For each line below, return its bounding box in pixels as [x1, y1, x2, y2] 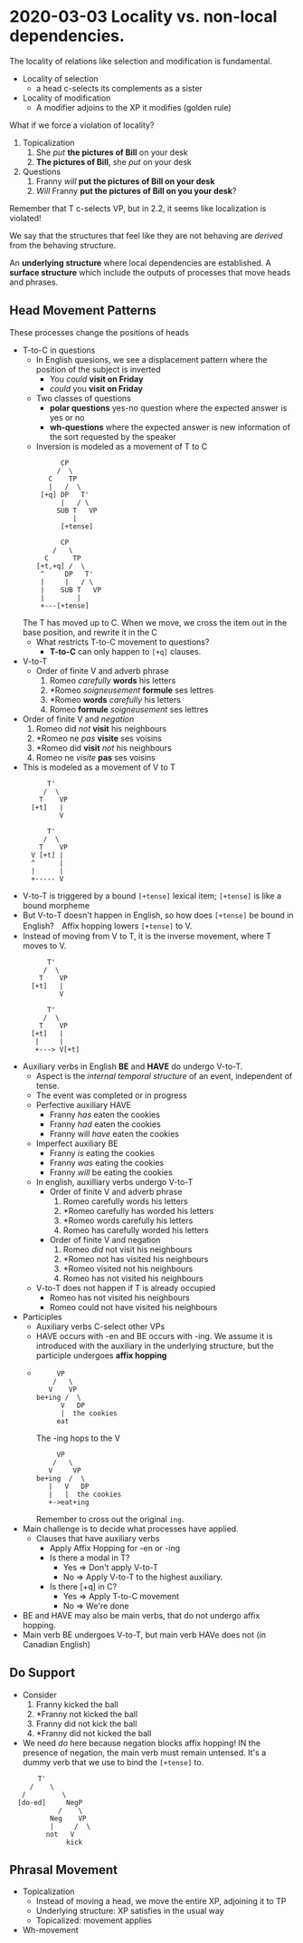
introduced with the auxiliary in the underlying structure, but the [35, 1340, 274, 1351]
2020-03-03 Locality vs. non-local [9, 6, 278, 27]
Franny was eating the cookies [49, 1157, 165, 1168]
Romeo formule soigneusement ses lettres [49, 704, 209, 714]
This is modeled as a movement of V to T [22, 762, 176, 772]
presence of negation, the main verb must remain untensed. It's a [22, 1747, 267, 1758]
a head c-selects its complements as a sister [35, 83, 204, 93]
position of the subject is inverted [35, 364, 161, 374]
